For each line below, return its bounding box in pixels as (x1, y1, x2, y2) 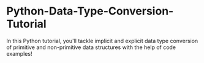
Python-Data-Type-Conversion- (6, 4, 174, 18)
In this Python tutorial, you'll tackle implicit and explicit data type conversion (6, 37, 198, 44)
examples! (6, 50, 32, 57)
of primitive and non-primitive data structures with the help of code (6, 44, 176, 51)
